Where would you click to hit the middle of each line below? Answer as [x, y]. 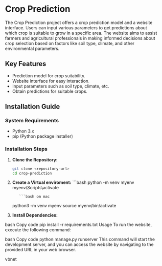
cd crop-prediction [32, 173]
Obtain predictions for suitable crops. [50, 91]
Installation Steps [26, 149]
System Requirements [32, 121]
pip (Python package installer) [43, 136]
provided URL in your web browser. [41, 250]
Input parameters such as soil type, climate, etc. [60, 86]
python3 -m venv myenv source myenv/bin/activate [64, 206]
